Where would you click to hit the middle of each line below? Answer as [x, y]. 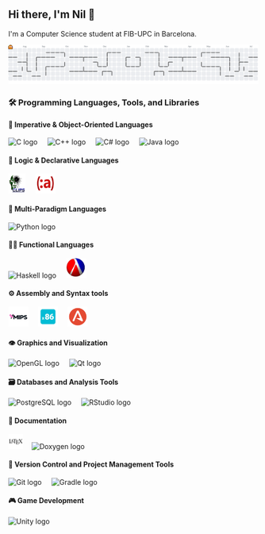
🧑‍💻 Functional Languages [51, 245]
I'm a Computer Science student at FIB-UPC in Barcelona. [102, 33]
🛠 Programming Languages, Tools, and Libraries [104, 102]
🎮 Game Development [46, 501]
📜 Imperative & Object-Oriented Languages [81, 125]
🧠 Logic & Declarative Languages [63, 160]
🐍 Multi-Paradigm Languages [58, 209]
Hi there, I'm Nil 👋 [52, 15]
